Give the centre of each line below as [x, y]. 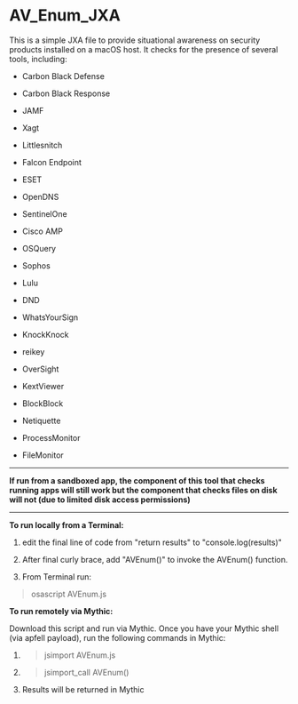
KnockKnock [45, 334]
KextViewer [43, 386]
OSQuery [39, 248]
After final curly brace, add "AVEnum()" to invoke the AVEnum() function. [155, 559]
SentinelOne [45, 213]
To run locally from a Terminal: [67, 524]
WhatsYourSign [50, 317]
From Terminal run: [56, 576]
